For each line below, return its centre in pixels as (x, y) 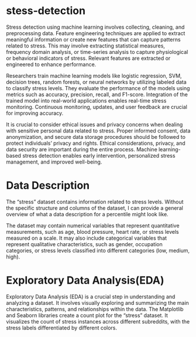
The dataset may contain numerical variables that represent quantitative (93, 225)
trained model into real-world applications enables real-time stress (86, 100)
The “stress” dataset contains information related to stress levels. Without (95, 202)
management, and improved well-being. (54, 162)
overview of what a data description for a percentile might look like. (87, 214)
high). (13, 257)
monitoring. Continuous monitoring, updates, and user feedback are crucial (97, 107)
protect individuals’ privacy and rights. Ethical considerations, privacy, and (96, 143)
